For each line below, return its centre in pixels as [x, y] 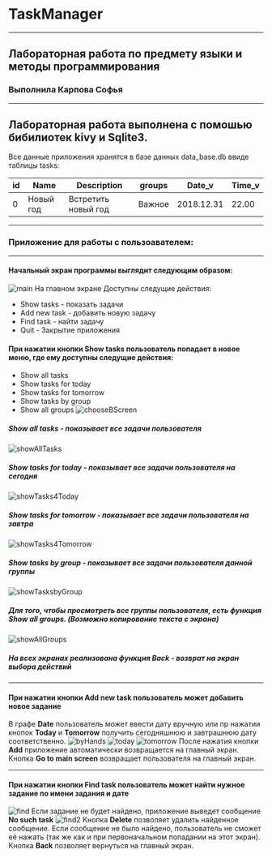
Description [100, 186]
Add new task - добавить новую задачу [88, 312]
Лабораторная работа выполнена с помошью [130, 125]
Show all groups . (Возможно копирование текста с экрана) [114, 619]
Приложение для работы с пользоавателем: [101, 242]
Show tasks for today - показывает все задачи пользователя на [122, 467]
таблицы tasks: [34, 165]
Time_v [245, 186]
